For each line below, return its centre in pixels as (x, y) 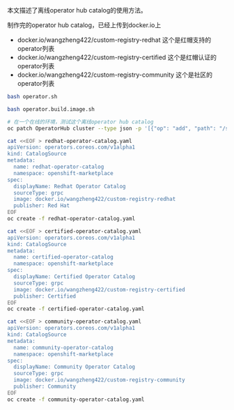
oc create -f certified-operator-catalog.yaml (76, 309)
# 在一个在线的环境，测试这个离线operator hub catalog (80, 122)
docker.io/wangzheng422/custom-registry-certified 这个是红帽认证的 (117, 57)
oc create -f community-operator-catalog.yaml (76, 400)
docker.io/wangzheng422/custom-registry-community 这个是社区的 (115, 75)
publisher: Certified (45, 296)
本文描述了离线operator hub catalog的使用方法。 (77, 10)
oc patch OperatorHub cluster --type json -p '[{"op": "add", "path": (112, 128)
